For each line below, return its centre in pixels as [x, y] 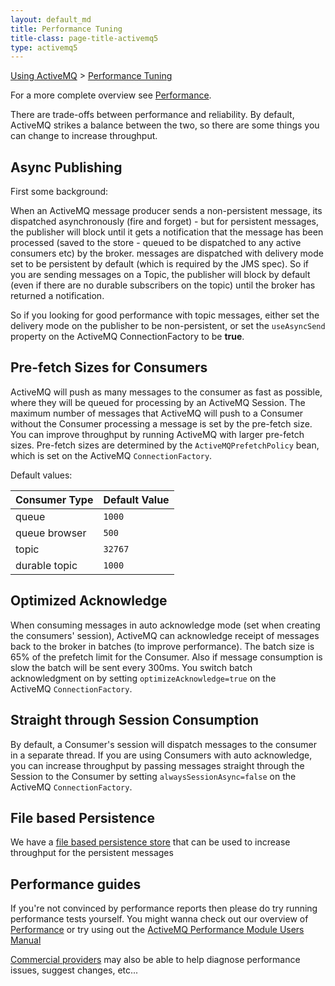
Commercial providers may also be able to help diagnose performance [155, 960]
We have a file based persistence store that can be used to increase [150, 842]
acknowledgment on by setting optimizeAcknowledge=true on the [143, 678]
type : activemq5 [44, 47]
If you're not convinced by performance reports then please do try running [164, 908]
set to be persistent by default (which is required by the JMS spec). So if [160, 264]
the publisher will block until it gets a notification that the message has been [167, 232]
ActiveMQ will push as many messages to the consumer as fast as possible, [166, 392]
